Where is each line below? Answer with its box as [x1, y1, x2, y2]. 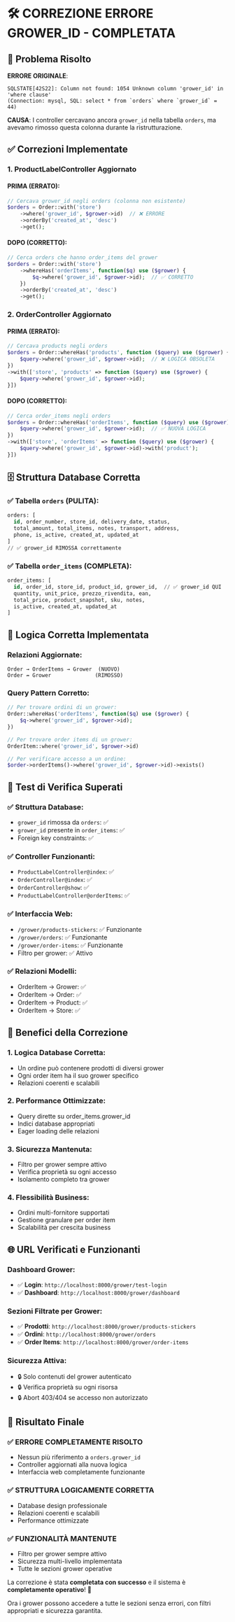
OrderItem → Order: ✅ [17, 990, 82, 998]
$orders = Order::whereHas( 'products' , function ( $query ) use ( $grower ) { [7, 349, 230, 356]
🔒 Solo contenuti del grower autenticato [17, 1372, 131, 1380]
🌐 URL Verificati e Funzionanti [7, 1243, 141, 1255]
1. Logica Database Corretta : [7, 1048, 106, 1058]
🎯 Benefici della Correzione [7, 1027, 128, 1039]
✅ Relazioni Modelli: [7, 967, 77, 977]
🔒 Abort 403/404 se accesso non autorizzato [17, 1393, 148, 1401]
